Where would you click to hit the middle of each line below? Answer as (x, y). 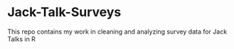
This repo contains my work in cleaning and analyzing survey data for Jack (117, 31)
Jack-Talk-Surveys (64, 12)
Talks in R (21, 38)
